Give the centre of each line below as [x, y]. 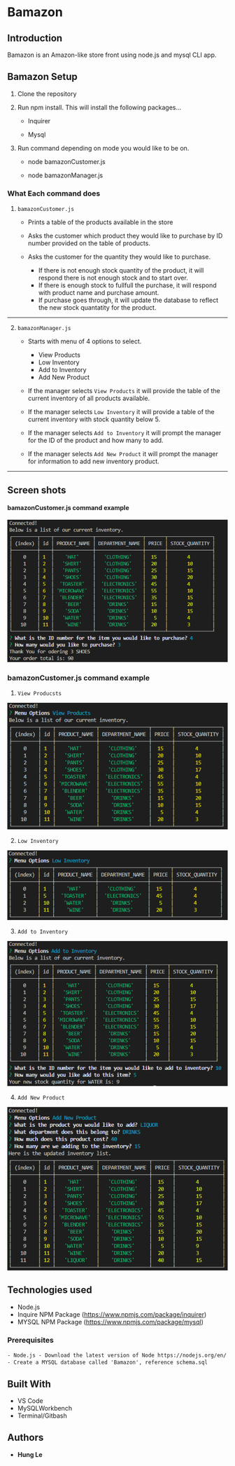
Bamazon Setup [43, 77]
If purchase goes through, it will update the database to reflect [128, 300]
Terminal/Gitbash [42, 1416]
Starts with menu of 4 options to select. [85, 341]
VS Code [30, 1400]
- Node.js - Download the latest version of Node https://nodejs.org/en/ [117, 1356]
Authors [26, 1438]
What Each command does [54, 193]
